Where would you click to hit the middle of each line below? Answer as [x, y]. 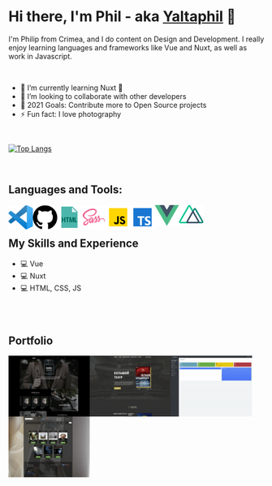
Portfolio [31, 340]
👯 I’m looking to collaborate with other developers [103, 96]
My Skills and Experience [74, 244]
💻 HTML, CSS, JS [51, 288]
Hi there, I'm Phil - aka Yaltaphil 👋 [122, 17]
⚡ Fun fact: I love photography [71, 114]
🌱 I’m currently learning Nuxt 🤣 [71, 88]
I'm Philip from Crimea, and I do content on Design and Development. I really [136, 39]
